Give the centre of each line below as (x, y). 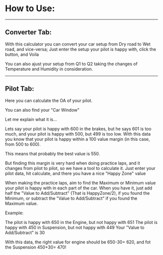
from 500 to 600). (23, 144)
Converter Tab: (28, 32)
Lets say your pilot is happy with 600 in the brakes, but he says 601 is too (78, 129)
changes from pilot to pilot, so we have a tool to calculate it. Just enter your (80, 168)
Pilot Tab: (20, 89)
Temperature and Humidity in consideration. (49, 69)
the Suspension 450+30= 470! (36, 247)
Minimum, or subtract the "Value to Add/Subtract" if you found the (71, 198)
